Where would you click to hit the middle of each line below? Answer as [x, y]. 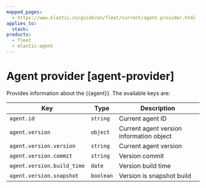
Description [158, 108]
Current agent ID [143, 118]
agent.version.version [42, 146]
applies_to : [21, 23]
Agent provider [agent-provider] [90, 76]
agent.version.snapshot [44, 175]
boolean [102, 175]
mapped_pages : [25, 12]
